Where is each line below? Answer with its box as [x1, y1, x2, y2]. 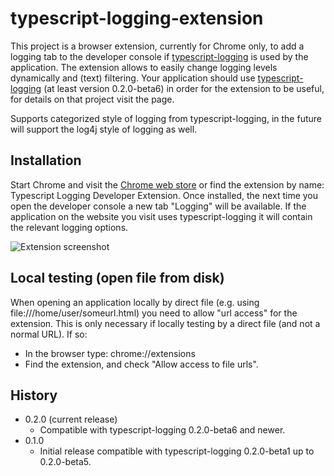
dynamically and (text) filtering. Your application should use [10, 72, 256, 84]
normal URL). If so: [10, 328, 88, 340]
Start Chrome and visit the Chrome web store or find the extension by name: [10, 178, 325, 191]
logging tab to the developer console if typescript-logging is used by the [10, 50, 309, 62]
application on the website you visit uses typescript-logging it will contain [10, 210, 313, 222]
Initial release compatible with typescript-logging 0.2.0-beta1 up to [39, 445, 315, 457]
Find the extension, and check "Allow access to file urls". [24, 358, 259, 370]
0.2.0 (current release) [24, 413, 118, 426]
